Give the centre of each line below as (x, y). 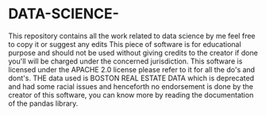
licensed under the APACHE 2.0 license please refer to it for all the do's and (132, 69)
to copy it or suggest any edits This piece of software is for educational (125, 44)
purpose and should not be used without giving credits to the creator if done (133, 52)
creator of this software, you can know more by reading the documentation (131, 95)
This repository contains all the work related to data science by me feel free (132, 36)
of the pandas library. (43, 103)
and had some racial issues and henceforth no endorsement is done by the (131, 86)
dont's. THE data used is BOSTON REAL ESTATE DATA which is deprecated (131, 78)
